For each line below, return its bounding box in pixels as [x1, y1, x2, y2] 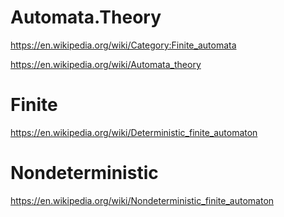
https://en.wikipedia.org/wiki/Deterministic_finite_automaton [10, 126, 258, 138]
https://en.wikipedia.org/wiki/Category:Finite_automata [10, 39, 237, 51]
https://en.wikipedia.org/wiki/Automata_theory [10, 58, 202, 70]
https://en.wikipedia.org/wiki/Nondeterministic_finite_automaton [10, 194, 275, 206]
